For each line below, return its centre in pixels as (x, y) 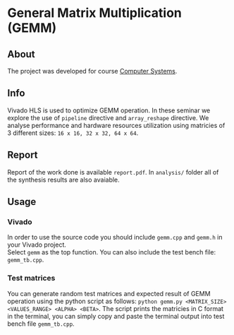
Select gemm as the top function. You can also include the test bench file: (112, 252)
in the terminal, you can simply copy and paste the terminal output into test (116, 316)
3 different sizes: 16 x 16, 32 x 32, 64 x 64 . (73, 133)
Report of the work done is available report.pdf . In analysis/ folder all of (113, 172)
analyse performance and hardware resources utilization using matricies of (116, 125)
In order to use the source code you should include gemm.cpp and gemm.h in (115, 237)
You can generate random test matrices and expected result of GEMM (109, 293)
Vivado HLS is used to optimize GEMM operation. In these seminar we (109, 110)
